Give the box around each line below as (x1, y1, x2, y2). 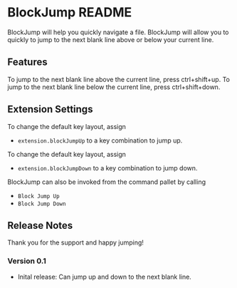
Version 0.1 (7, 256, 46, 266)
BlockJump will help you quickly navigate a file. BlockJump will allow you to (7, 28, 229, 36)
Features (7, 56, 48, 68)
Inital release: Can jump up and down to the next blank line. (17, 272, 192, 281)
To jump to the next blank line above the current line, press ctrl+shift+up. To (7, 75, 230, 83)
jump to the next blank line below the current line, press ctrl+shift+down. (7, 83, 221, 91)
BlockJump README (7, 4, 132, 21)
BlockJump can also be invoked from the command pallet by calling (7, 178, 206, 186)
